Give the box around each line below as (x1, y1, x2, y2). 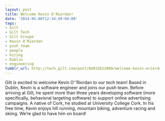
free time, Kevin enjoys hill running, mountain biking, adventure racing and (5, 105, 156, 111)
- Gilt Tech (5, 30, 29, 35)
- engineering (5, 61, 34, 66)
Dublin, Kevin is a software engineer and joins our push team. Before (5, 85, 144, 90)
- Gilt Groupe (5, 35, 34, 40)
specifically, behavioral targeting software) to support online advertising (5, 95, 151, 101)
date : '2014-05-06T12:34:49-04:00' (5, 16, 78, 21)
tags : (5, 20, 16, 26)
